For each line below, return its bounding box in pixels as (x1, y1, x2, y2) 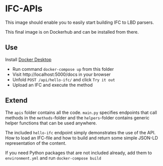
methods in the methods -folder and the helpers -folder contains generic (5, 114, 150, 120)
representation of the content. (5, 140, 67, 146)
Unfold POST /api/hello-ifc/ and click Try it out (12, 76, 115, 82)
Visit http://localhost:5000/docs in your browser (12, 71, 111, 77)
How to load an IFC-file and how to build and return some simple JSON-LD (5, 135, 158, 141)
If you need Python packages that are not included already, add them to (5, 150, 153, 156)
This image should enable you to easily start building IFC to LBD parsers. (5, 19, 154, 25)
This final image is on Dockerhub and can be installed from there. (5, 29, 139, 35)
